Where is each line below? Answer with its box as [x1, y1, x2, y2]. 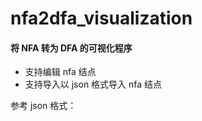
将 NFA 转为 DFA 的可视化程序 [10, 42, 133, 54]
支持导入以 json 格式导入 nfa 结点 [24, 78, 163, 91]
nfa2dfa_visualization [10, 7, 193, 30]
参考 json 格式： [10, 100, 77, 112]
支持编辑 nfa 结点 [24, 66, 97, 78]
